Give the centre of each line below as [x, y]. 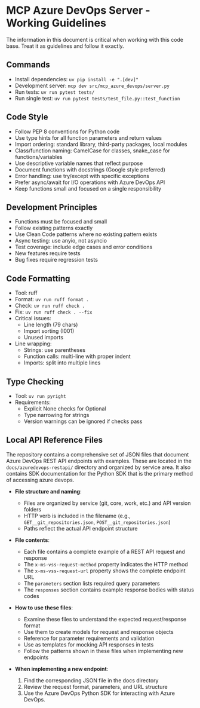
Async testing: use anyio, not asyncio [61, 241]
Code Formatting [38, 278]
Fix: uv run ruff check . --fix [53, 312]
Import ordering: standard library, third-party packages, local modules [101, 144]
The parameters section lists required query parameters [92, 583]
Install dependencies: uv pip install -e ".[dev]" [77, 79]
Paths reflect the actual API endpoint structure [81, 528]
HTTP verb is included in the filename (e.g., [77, 516]
